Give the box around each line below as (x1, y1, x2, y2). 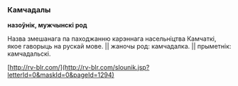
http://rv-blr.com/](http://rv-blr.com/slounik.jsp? (9, 63, 150, 72)
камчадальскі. (7, 49, 51, 58)
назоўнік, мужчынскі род (7, 21, 87, 30)
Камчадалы (7, 5, 51, 15)
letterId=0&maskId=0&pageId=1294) (7, 70, 115, 79)
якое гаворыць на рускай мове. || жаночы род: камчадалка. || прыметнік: (7, 42, 232, 51)
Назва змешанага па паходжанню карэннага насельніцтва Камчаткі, (7, 35, 217, 43)
